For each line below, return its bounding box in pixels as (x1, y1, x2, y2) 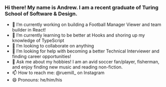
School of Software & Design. (5, 10, 78, 17)
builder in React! (12, 27, 46, 33)
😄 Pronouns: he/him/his (12, 77, 62, 83)
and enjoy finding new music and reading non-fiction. (12, 64, 123, 70)
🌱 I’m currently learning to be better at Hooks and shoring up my (12, 32, 145, 38)
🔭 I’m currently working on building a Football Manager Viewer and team (12, 21, 161, 27)
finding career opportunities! (12, 53, 71, 59)
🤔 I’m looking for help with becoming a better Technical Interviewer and (12, 48, 160, 54)
